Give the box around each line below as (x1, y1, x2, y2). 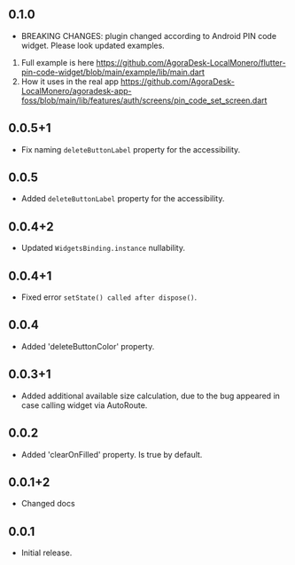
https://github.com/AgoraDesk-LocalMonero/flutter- (96, 57, 286, 67)
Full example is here (20, 57, 95, 67)
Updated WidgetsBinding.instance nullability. (20, 243, 186, 254)
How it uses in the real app (20, 75, 119, 87)
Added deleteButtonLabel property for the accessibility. (20, 193, 225, 204)
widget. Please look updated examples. (20, 40, 165, 51)
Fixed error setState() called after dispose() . (20, 292, 198, 302)
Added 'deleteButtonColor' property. (20, 341, 155, 351)
